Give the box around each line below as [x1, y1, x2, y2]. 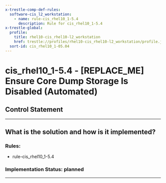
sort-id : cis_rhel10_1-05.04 [9, 44, 70, 49]
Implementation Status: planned [5, 166, 84, 173]
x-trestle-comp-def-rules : [5, 7, 61, 12]
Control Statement [5, 105, 63, 114]
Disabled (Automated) [5, 86, 98, 97]
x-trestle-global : [5, 26, 43, 30]
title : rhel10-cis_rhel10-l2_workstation [14, 35, 100, 40]
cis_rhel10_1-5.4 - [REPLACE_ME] [5, 65, 144, 76]
